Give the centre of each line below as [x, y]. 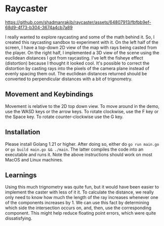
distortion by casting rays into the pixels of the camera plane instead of [77, 68]
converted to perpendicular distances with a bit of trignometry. [69, 79]
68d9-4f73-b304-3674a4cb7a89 [39, 27]
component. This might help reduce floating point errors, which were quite [81, 213]
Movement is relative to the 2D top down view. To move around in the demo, [82, 106]
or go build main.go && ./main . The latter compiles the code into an [74, 149]
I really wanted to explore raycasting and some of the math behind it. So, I [80, 37]
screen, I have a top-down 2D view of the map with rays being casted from [81, 47]
